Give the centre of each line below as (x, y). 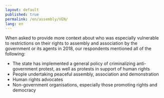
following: (15, 54)
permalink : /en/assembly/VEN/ (37, 19)
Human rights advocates (38, 79)
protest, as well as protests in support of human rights (94, 69)
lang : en (14, 24)
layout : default (22, 10)
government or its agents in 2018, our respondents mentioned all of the (78, 48)
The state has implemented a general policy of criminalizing (74, 63)
